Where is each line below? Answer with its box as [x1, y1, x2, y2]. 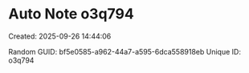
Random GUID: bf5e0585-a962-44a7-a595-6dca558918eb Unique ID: [8, 47, 241, 56]
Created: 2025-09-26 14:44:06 [8, 31, 112, 41]
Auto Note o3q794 [8, 5, 134, 23]
